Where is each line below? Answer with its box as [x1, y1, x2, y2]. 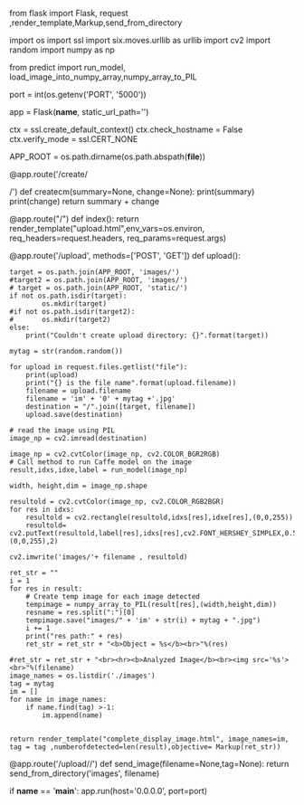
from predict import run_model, [9, 62, 127, 72]
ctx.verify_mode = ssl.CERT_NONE [9, 134, 138, 144]
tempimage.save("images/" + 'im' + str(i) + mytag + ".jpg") [25, 616, 261, 625]
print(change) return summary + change [9, 196, 160, 206]
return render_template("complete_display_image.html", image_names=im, [9, 734, 290, 743]
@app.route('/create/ [9, 169, 89, 179]
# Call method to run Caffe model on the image [9, 458, 193, 467]
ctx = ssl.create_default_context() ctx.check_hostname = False [9, 124, 243, 135]
